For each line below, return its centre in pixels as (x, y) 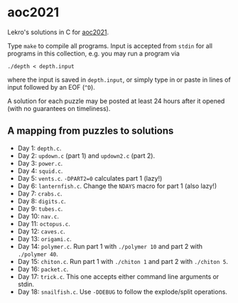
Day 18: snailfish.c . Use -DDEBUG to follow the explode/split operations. (122, 292)
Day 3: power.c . (40, 163)
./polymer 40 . (38, 254)
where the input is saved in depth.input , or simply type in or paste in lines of (119, 80)
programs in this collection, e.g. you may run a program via (93, 53)
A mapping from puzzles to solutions (91, 131)
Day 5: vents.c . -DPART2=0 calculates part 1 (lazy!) (90, 178)
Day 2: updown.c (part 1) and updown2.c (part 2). (86, 155)
